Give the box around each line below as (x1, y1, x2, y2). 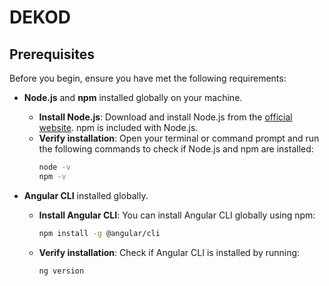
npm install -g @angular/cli (38, 228, 161, 238)
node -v (38, 162, 71, 172)
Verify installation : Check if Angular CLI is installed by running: (38, 246, 301, 258)
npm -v (38, 171, 67, 181)
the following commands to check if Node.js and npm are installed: (38, 143, 314, 155)
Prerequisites (9, 46, 95, 63)
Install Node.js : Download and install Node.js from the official (38, 111, 293, 123)
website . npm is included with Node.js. (38, 122, 199, 133)
